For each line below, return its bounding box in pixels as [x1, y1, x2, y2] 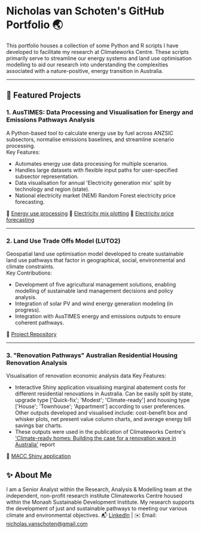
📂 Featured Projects [6, 90, 81, 100]
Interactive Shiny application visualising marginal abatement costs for [14, 384, 187, 391]
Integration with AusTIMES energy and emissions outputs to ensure [14, 312, 181, 319]
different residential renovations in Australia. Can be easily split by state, [14, 390, 193, 397]
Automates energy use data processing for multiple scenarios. [14, 160, 169, 167]
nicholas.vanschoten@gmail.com [6, 520, 88, 528]
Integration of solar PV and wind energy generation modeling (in [14, 300, 173, 307]
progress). [14, 306, 41, 313]
